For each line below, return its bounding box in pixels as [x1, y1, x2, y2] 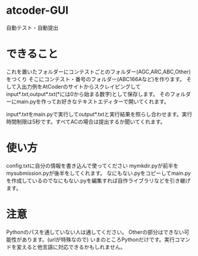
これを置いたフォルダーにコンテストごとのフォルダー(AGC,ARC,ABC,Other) [6, 68, 191, 75]
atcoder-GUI [6, 4, 69, 17]
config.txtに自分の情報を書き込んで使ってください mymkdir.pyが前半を [6, 162, 179, 169]
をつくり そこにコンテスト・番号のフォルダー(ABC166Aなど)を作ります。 [6, 75, 186, 82]
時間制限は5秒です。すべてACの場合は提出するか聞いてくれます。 [6, 118, 166, 125]
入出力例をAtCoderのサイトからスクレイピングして [16, 83, 141, 90]
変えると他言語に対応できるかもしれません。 [16, 243, 126, 251]
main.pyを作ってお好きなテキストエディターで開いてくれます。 [16, 98, 169, 105]
